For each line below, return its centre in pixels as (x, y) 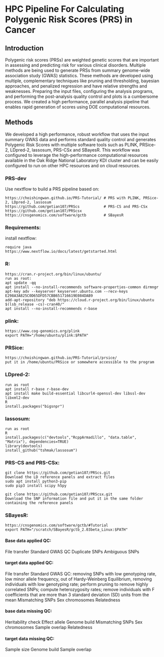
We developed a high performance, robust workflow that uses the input (77, 134)
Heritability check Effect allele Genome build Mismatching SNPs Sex (74, 622)
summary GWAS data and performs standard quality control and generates (81, 139)
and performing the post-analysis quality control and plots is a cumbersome (82, 96)
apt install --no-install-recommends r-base (51, 308)
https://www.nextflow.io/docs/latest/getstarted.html (61, 252)
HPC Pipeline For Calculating (65, 9)
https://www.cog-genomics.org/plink (42, 331)
